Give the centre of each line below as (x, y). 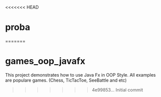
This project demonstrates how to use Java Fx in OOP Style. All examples (80, 75)
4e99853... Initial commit (117, 90)
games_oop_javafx (45, 61)
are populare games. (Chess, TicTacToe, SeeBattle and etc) (66, 80)
